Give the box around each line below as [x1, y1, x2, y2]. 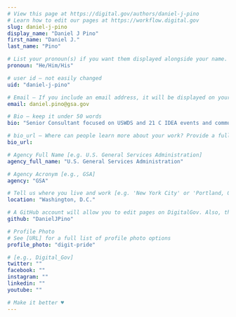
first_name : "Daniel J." [7, 36, 80, 43]
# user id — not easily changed [7, 74, 102, 81]
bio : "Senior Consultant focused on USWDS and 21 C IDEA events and [7, 120, 212, 127]
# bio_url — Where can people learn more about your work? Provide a [7, 133, 216, 140]
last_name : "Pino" [7, 43, 61, 50]
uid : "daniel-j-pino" [7, 81, 71, 88]
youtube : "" [7, 286, 42, 293]
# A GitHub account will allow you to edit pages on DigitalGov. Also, [7, 209, 221, 216]
